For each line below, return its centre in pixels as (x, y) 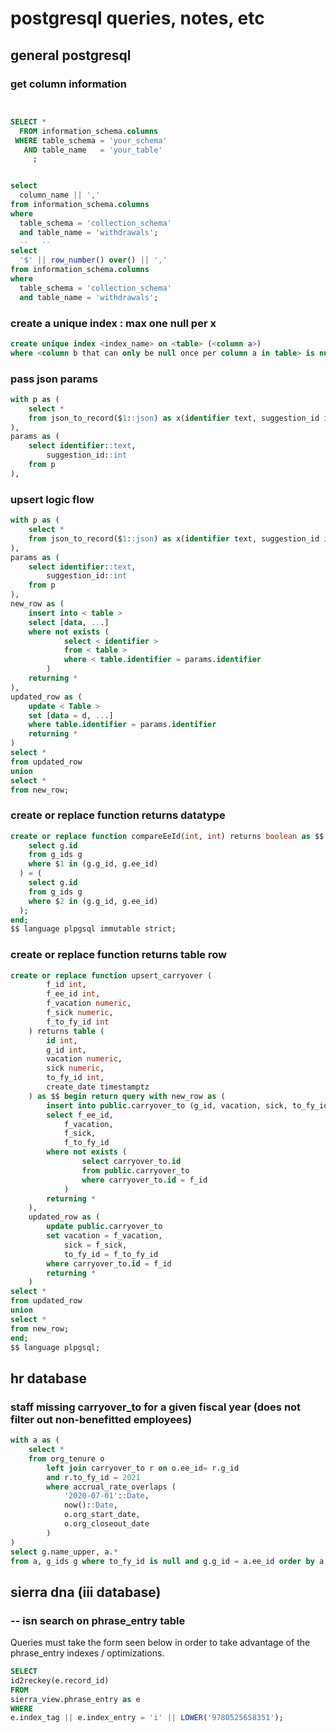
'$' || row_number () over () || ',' (93, 260)
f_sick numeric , (80, 1013)
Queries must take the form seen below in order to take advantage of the (160, 1643)
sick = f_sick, (95, 1245)
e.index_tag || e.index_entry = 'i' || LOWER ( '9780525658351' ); (147, 1718)
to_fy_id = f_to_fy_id (111, 1254)
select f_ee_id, (80, 1115)
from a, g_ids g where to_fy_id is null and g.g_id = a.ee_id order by (162, 1561)
